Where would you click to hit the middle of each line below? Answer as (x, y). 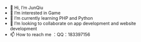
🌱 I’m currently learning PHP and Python (51, 18)
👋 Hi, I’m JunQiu (26, 8)
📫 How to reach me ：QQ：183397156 (50, 34)
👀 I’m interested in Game (35, 13)
